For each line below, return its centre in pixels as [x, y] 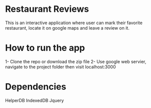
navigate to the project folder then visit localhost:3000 [61, 67]
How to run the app [45, 48]
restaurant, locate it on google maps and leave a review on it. [67, 28]
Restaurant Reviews [47, 9]
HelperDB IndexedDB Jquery [35, 100]
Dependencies [36, 87]
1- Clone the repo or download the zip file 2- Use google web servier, [76, 61]
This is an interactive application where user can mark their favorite [74, 23]
